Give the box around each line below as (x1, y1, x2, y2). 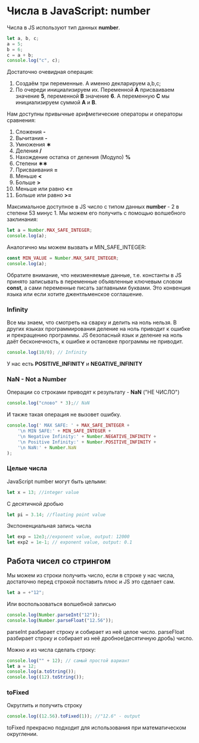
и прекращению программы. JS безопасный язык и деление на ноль (7, 332, 183, 339)
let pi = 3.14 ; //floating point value (7, 511, 106, 518)
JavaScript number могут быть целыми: (7, 478, 107, 485)
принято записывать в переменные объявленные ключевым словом (7, 278, 182, 285)
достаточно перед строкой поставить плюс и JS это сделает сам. (7, 578, 175, 585)
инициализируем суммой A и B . (15, 99, 97, 106)
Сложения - (15, 128, 46, 135)
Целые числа (7, 464, 48, 472)
